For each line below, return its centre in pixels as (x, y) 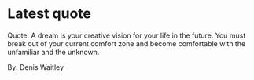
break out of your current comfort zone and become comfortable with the (127, 43)
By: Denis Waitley (36, 67)
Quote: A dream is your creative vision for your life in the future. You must (127, 35)
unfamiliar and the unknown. (53, 52)
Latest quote (50, 14)
